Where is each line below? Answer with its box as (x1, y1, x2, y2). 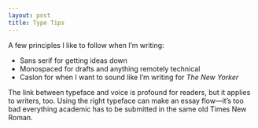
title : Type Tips (8, 19, 65, 27)
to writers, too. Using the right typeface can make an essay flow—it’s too (8, 96, 244, 105)
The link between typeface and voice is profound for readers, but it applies (8, 87, 251, 97)
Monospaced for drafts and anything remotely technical (19, 64, 201, 73)
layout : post (8, 11, 51, 20)
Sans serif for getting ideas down (19, 56, 128, 65)
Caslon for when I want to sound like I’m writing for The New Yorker (19, 72, 239, 82)
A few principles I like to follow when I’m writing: (8, 40, 164, 49)
